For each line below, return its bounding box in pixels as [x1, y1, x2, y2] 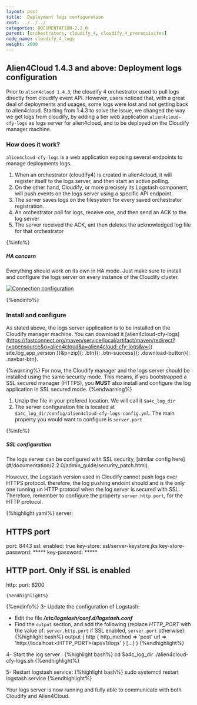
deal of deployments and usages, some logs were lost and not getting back [6, 101, 189, 108]
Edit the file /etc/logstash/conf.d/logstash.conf [14, 614, 133, 621]
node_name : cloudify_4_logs [6, 36, 75, 42]
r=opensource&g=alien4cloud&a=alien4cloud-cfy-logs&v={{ [6, 343, 153, 350]
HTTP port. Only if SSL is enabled [6, 566, 131, 576]
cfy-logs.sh [6, 657, 34, 664]
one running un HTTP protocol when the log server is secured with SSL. [6, 486, 181, 493]
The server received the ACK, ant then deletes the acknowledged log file [14, 221, 191, 228]
